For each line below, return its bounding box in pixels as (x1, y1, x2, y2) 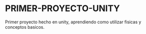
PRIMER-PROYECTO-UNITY (5, 3, 120, 14)
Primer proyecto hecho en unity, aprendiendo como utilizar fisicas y (5, 19, 142, 25)
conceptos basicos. (5, 24, 45, 30)
